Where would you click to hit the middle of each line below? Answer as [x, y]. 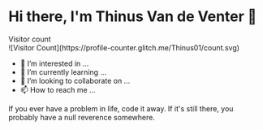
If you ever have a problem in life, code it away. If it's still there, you [121, 108]
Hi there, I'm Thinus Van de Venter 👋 [133, 17]
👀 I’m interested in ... [54, 63]
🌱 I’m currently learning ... [63, 71]
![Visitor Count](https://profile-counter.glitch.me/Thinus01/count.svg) [124, 47]
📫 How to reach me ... [58, 89]
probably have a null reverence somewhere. [82, 117]
